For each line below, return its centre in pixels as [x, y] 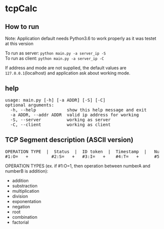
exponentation [27, 201]
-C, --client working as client [60, 125]
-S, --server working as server [60, 120]
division [20, 196]
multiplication [26, 191]
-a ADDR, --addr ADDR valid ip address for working [74, 115]
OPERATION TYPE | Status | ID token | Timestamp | [76, 152]
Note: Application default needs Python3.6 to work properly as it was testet [81, 38]
